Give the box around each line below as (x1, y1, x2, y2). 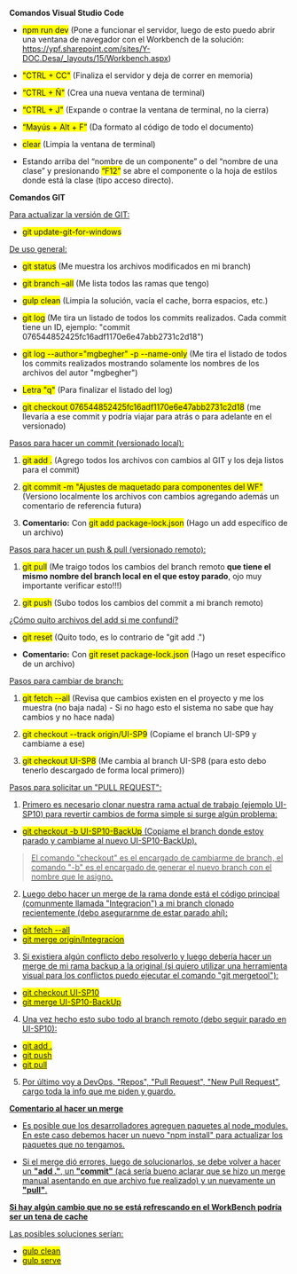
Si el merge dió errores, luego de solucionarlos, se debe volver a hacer (21, 1157, 281, 1167)
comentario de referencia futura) (21, 500, 142, 511)
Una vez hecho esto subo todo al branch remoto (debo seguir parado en (21, 1014, 286, 1024)
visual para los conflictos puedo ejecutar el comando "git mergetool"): (21, 971, 279, 980)
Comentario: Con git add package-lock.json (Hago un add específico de (21, 518, 288, 528)
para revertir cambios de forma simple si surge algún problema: (45, 809, 277, 819)
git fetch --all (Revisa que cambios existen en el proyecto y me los (21, 693, 264, 704)
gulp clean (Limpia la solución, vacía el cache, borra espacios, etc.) (21, 295, 269, 305)
